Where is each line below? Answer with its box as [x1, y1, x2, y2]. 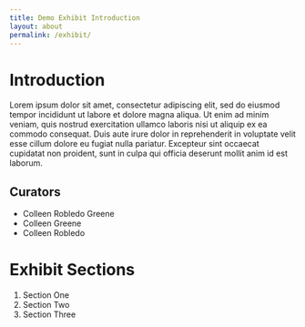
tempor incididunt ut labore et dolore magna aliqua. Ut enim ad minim [9, 109, 269, 120]
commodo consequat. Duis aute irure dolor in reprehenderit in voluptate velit [9, 128, 296, 139]
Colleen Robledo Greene [22, 209, 116, 220]
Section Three [22, 309, 76, 320]
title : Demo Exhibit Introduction [9, 13, 141, 23]
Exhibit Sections [9, 260, 136, 281]
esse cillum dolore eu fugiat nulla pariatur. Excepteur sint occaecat [9, 138, 259, 149]
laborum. [9, 158, 44, 169]
